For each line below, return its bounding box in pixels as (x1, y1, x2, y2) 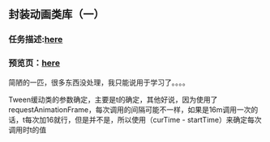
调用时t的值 (8, 124, 47, 135)
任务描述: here (8, 34, 63, 45)
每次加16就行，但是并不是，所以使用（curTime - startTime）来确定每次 (24, 115, 262, 124)
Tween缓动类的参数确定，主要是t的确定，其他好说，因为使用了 (8, 94, 218, 104)
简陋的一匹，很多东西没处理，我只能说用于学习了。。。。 (8, 77, 190, 87)
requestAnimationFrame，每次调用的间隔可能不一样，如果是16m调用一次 (8, 104, 251, 115)
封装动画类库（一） (8, 7, 105, 22)
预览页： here (8, 57, 61, 69)
